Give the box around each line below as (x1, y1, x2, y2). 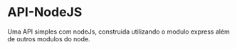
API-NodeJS (7, 4, 83, 20)
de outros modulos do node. (7, 34, 90, 43)
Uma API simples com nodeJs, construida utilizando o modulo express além (7, 27, 230, 36)
